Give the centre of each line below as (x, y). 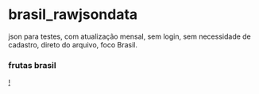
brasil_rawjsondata (73, 15)
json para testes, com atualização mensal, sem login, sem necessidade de (130, 36)
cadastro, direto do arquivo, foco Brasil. (73, 44)
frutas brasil (33, 65)
